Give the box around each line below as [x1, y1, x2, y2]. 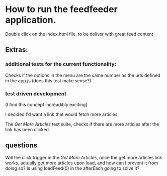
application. [5, 14, 56, 26]
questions [5, 141, 38, 150]
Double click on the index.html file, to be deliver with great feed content [5, 31, 153, 37]
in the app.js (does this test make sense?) [5, 77, 92, 84]
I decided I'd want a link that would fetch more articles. [5, 111, 119, 117]
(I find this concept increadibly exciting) [5, 101, 88, 107]
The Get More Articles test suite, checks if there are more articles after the [5, 121, 159, 127]
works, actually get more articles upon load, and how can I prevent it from [5, 160, 158, 166]
